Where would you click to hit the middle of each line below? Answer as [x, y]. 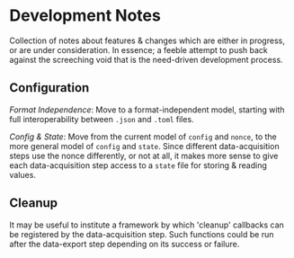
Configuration [49, 88]
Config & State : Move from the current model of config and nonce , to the [143, 137]
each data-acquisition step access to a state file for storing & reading [138, 165]
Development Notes [85, 16]
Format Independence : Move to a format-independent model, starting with [147, 110]
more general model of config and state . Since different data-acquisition [145, 146]
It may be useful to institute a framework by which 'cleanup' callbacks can [147, 225]
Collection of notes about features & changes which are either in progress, [147, 40]
